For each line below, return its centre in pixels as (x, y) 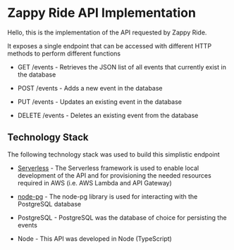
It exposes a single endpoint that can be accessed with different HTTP (110, 46)
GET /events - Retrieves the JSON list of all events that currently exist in (122, 67)
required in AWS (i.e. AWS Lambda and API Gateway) (95, 183)
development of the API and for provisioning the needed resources (114, 175)
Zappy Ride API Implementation (101, 13)
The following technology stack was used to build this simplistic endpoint (113, 154)
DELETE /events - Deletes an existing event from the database (108, 115)
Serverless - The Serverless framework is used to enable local (108, 168)
